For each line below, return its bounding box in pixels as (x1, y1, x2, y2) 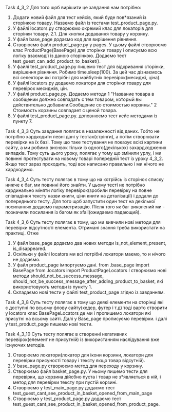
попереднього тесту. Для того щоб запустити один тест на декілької (5, 198, 156, 204)
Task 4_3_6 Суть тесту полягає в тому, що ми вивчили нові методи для (5, 219, 161, 225)
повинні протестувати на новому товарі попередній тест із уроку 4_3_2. (5, 155, 163, 162)
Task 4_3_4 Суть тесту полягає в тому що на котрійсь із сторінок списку (5, 176, 164, 182)
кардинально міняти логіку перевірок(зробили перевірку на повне (5, 187, 152, 193)
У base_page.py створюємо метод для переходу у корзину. (12, 363, 144, 369)
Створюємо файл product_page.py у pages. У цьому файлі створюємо (12, 42, 167, 48)
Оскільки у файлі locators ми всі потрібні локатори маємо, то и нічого (12, 251, 166, 257)
